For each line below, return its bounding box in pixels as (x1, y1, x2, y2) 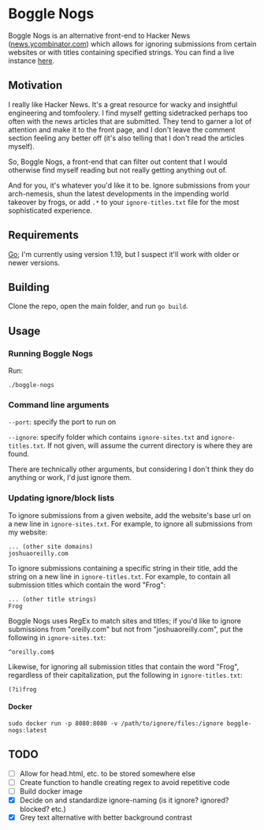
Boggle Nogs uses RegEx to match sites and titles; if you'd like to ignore (8, 616, 242, 625)
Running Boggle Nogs (8, 348, 93, 359)
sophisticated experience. (8, 206, 93, 215)
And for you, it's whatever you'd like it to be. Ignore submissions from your (8, 181, 251, 190)
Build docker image (19, 786, 83, 796)
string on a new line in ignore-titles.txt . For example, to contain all (8, 571, 231, 581)
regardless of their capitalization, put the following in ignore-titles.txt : (8, 670, 243, 679)
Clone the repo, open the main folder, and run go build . (8, 301, 188, 311)
